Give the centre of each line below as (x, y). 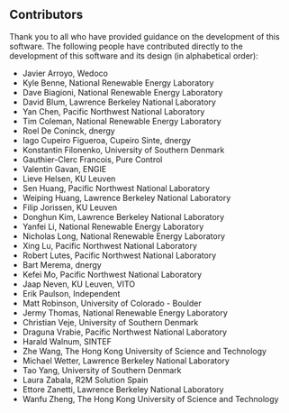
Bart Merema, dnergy (62, 264)
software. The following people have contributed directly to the (126, 46)
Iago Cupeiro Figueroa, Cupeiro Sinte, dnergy (107, 140)
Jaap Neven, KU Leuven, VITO (79, 284)
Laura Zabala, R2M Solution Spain (85, 380)
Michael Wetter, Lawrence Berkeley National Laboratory (126, 361)
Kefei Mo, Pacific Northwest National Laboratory (112, 274)
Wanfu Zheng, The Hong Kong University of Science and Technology (150, 399)
